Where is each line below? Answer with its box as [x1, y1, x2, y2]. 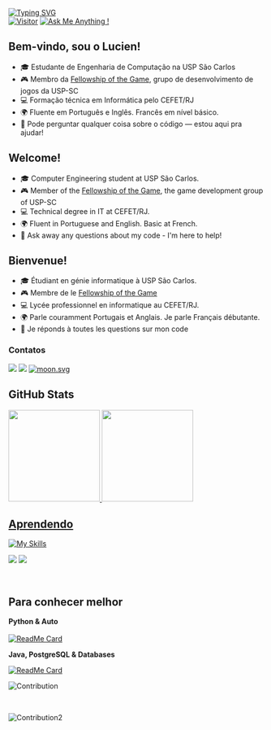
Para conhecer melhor [8, 595, 123, 609]
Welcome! [8, 151, 61, 165]
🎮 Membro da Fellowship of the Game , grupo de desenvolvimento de [19, 74, 254, 84]
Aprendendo [8, 517, 74, 531]
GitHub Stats [8, 387, 75, 402]
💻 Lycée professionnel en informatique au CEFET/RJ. [19, 300, 200, 310]
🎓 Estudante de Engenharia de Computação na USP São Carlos [19, 62, 236, 72]
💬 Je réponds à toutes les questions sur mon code [19, 324, 189, 334]
